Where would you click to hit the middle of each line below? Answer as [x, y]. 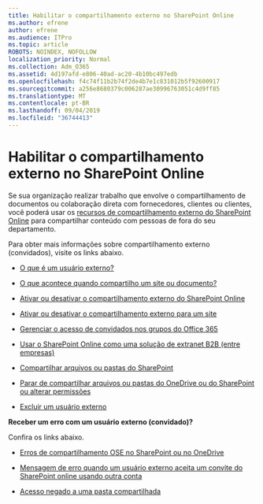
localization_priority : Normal [59, 60]
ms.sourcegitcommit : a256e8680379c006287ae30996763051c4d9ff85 [114, 89]
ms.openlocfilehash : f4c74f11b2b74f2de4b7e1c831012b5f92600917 [114, 81]
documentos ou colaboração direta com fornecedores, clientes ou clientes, [130, 204]
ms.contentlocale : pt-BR [49, 103]
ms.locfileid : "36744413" [50, 118]
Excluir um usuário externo [63, 406]
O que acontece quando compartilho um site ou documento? [118, 283]
